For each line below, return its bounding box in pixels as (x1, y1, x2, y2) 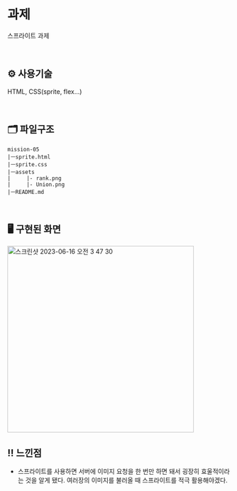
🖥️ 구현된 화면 (7, 223, 62, 235)
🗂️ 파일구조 (7, 124, 55, 136)
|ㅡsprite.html (7, 153, 51, 161)
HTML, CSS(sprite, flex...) (7, 87, 82, 96)
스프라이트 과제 (7, 31, 50, 40)
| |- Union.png (7, 180, 65, 188)
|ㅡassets (7, 168, 35, 176)
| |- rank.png (7, 175, 62, 182)
